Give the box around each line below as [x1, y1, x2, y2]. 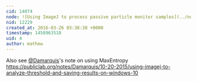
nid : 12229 [6, 19, 33, 25]
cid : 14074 [6, 8, 33, 15]
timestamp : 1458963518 [6, 30, 62, 36]
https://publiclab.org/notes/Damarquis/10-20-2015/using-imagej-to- [6, 63, 171, 70]
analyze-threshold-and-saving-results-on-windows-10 [6, 69, 139, 76]
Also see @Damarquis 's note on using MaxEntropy [6, 56, 128, 64]
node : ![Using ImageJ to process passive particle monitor [6, 14, 154, 20]
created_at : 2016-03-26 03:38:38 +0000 [6, 24, 104, 31]
